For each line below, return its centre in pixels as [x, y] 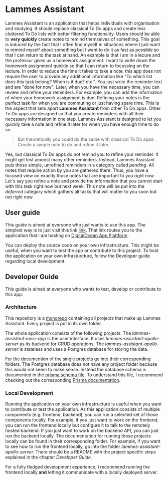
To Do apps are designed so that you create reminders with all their [75, 113]
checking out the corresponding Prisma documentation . [63, 380]
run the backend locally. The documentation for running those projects [78, 436]
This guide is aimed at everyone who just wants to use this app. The [75, 224]
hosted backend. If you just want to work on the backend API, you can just [82, 431]
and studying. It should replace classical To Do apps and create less [75, 28]
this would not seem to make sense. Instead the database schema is [76, 369]
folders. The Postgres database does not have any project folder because [81, 364]
